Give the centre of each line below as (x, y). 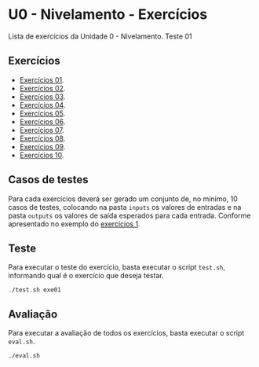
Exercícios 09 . (42, 146)
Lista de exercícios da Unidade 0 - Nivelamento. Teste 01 (100, 36)
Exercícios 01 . (42, 79)
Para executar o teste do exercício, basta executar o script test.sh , (117, 267)
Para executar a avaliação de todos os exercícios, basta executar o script (126, 333)
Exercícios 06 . (42, 121)
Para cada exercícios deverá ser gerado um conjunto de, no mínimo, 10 (123, 199)
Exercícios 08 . (42, 138)
